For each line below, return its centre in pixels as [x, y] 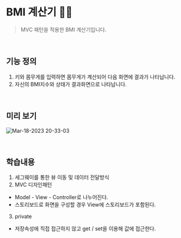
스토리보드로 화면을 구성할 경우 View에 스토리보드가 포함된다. [85, 205]
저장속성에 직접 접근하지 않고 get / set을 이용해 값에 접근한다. [85, 229]
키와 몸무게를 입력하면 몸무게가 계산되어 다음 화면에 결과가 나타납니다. [95, 77]
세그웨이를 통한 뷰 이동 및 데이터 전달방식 [62, 177]
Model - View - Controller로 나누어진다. [61, 197]
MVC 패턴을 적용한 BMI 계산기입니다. [63, 30]
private [23, 217]
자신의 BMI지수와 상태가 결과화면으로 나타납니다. [70, 84]
